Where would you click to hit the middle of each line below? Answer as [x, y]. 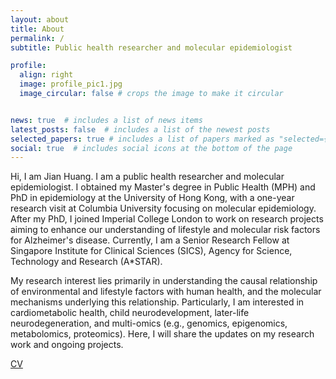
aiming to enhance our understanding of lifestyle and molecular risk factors [165, 230]
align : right [46, 75]
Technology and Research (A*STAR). [86, 262]
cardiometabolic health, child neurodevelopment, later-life [130, 313]
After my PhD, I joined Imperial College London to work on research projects [167, 219]
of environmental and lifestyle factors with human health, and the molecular [166, 292]
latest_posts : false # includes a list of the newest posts [140, 129]
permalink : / [37, 38]
